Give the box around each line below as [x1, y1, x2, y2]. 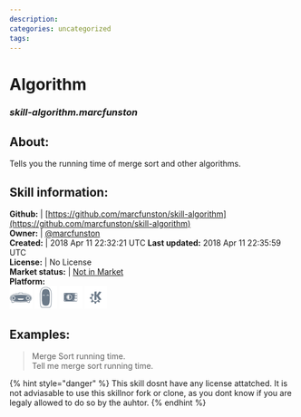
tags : [9, 34, 30, 43]
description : [9, 15, 59, 24]
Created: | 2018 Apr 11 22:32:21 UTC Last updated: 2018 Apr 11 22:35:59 [9, 238, 281, 248]
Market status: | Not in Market [9, 267, 124, 277]
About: [9, 134, 50, 150]
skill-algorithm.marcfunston [9, 106, 138, 119]
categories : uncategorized [9, 24, 112, 34]
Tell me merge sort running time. [31, 360, 154, 371]
